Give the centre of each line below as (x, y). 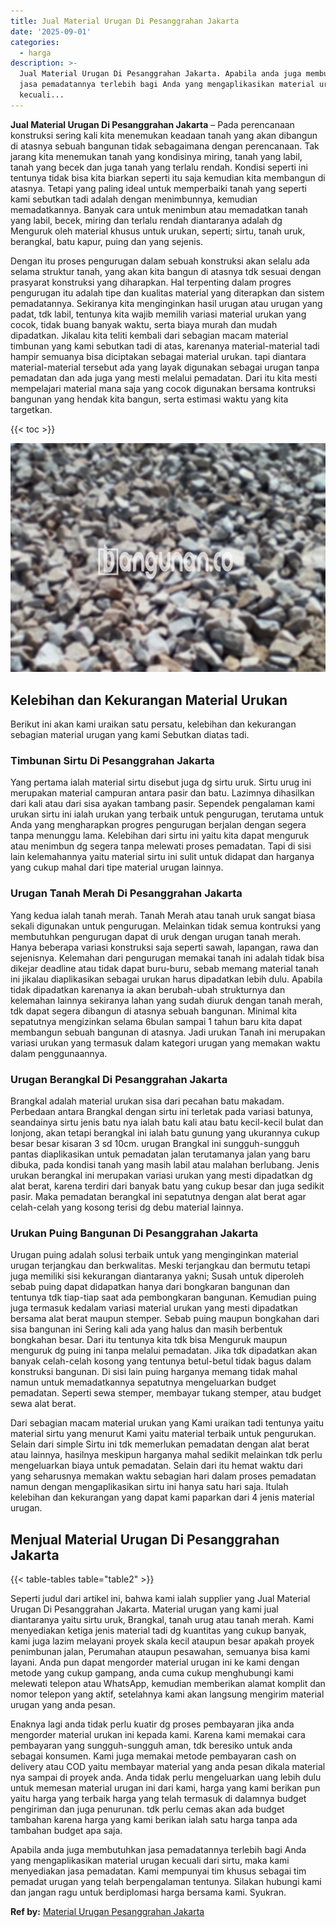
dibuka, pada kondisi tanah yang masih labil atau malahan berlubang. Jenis (165, 1164)
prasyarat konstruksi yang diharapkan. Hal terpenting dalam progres (151, 282)
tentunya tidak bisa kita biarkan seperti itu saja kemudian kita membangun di (168, 177)
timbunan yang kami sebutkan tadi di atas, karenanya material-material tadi (165, 346)
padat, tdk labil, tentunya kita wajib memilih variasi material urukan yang (158, 314)
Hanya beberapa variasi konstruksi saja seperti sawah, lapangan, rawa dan (164, 947)
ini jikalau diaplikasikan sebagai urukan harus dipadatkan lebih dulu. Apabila (166, 979)
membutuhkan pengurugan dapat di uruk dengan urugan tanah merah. (156, 936)
